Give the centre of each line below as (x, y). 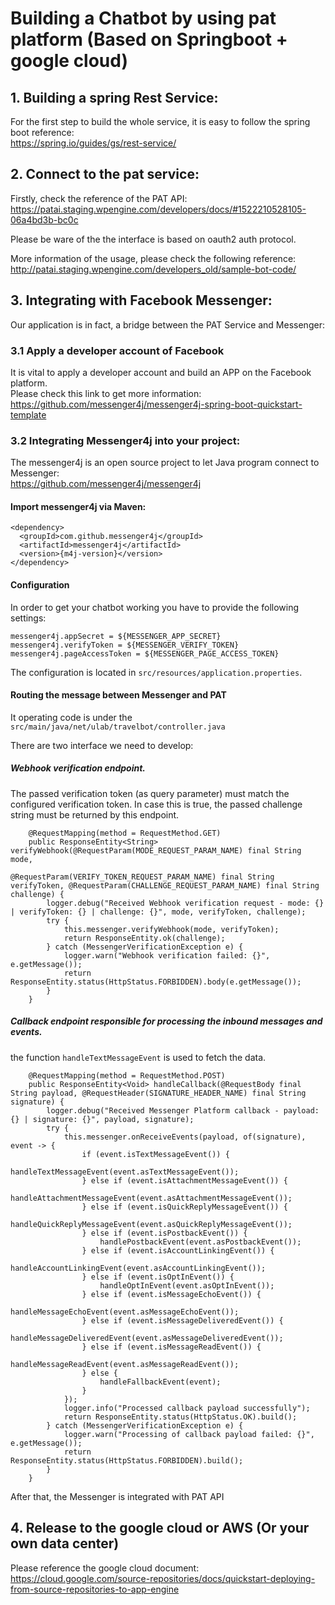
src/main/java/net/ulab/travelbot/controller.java (118, 727)
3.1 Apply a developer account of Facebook (117, 350)
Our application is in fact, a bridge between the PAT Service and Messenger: (167, 324)
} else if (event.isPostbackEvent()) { (164, 1233)
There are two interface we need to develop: (102, 745)
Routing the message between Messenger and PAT (118, 695)
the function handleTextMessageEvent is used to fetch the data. (138, 1057)
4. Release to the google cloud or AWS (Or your (160, 1528)
